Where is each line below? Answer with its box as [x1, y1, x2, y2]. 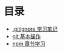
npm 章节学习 [12, 40, 46, 47]
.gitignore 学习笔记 [12, 25, 58, 32]
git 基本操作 [12, 32, 41, 39]
